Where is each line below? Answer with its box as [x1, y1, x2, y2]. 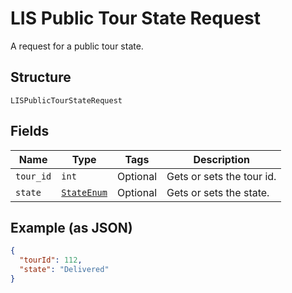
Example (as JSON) [10, 219, 133, 236]
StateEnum [61, 187, 108, 198]
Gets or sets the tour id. [166, 169, 277, 183]
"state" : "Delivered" [19, 265, 110, 275]
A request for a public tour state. [10, 40, 144, 52]
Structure [10, 69, 72, 86]
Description [193, 152, 250, 166]
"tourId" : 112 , [19, 255, 83, 266]
